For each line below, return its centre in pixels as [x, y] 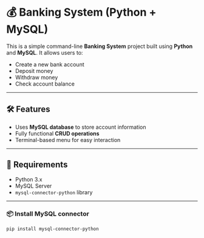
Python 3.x [29, 179]
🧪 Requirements [37, 165]
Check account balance [45, 84]
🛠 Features [28, 110]
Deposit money [34, 70]
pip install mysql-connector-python [53, 229]
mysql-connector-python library [54, 192]
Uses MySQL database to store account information [81, 127]
